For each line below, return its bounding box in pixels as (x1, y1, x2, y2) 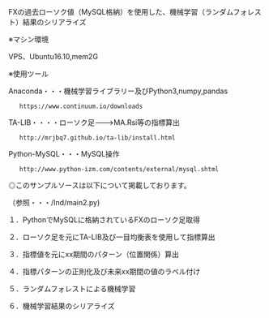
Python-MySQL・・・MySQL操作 (8, 149, 120, 158)
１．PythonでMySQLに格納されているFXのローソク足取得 (8, 215, 201, 225)
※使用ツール (8, 69, 49, 79)
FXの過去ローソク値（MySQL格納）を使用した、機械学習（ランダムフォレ (8, 7, 255, 16)
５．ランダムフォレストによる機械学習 (8, 284, 136, 294)
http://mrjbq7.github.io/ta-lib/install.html (19, 134, 176, 142)
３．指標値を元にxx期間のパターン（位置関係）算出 (8, 250, 180, 259)
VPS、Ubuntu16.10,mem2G (8, 52, 99, 61)
